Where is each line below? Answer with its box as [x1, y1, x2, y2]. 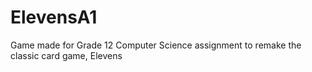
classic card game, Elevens [10, 49, 123, 61]
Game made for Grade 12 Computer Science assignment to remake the [10, 39, 302, 51]
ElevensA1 [10, 6, 98, 29]
